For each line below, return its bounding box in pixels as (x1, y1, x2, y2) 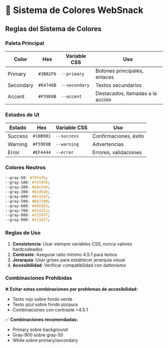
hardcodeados (12, 246, 43, 252)
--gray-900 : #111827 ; (5, 217, 50, 222)
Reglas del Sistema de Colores (5, 25, 101, 33)
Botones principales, (95, 67, 144, 74)
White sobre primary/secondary (12, 337, 78, 343)
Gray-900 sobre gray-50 (12, 331, 63, 338)
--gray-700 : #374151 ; (5, 208, 50, 213)
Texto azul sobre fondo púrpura (12, 301, 78, 307)
